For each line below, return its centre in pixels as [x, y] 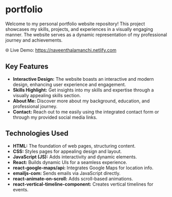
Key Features [27, 67]
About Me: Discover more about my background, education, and [81, 101]
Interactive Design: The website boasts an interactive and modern [83, 79]
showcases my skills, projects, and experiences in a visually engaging [79, 29]
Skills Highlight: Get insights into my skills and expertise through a [83, 90]
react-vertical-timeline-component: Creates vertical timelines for [83, 184]
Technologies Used [37, 133]
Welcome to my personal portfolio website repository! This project [75, 24]
